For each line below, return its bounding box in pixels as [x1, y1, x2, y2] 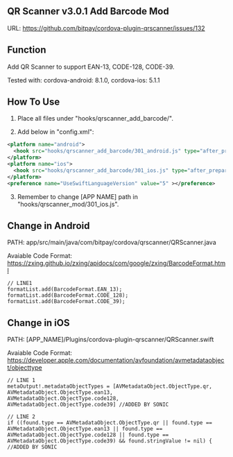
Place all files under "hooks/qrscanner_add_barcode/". [17, 114, 173, 123]
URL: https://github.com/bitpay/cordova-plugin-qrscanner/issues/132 [7, 24, 206, 32]
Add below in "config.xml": [17, 128, 94, 136]
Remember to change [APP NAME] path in [17, 192, 139, 200]
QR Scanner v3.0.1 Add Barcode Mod [7, 6, 169, 17]
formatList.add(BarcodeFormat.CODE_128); [7, 292, 129, 299]
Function [7, 44, 46, 56]
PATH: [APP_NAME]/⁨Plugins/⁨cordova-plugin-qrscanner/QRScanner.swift [7, 336, 214, 344]
